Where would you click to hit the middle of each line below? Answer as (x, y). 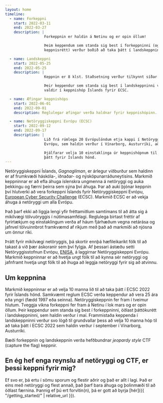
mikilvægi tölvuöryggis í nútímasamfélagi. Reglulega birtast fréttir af (73, 217)
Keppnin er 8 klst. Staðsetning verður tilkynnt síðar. (102, 77)
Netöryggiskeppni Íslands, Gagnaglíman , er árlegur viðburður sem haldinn (79, 171)
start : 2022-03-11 (32, 23)
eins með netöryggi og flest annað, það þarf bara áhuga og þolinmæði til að (80, 385)
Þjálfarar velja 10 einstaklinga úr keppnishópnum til (101, 153)
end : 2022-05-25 (30, 68)
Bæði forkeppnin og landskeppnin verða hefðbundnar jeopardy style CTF (78, 340)
